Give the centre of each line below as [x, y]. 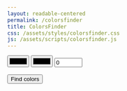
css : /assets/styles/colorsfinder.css [63, 33]
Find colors [25, 80]
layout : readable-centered [46, 14]
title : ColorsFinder [37, 26]
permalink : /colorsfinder [45, 20]
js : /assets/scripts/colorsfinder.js [62, 40]
